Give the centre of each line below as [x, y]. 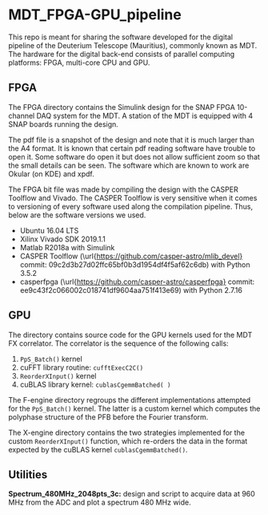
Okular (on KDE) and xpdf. [51, 173]
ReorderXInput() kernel [58, 375]
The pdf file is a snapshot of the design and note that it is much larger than [131, 140]
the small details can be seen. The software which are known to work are [129, 165]
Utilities [28, 474]
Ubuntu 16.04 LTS [49, 230]
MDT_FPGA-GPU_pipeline [95, 15]
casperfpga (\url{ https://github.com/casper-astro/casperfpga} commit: [137, 282]
